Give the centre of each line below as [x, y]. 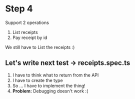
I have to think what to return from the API [55, 75]
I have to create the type [38, 80]
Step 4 [19, 9]
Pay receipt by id [30, 37]
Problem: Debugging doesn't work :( [50, 91]
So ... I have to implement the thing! [49, 85]
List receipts [25, 32]
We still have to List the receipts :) [40, 47]
